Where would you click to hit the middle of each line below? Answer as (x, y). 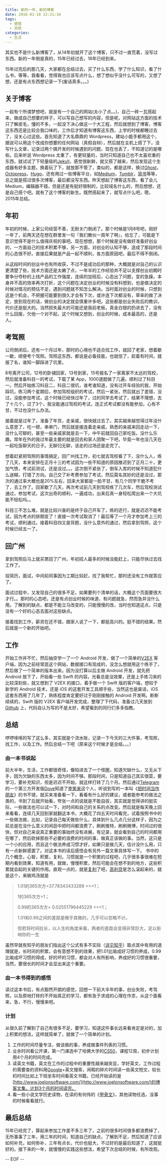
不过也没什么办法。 (33, 410)
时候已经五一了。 (23, 529)
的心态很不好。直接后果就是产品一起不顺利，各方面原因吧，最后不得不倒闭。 (83, 253)
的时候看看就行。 (30, 1100)
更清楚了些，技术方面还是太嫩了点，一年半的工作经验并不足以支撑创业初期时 (83, 270)
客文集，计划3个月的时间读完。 (44, 1088)
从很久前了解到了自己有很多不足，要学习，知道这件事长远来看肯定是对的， (81, 1028)
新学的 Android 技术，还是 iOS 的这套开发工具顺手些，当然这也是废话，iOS (82, 689)
